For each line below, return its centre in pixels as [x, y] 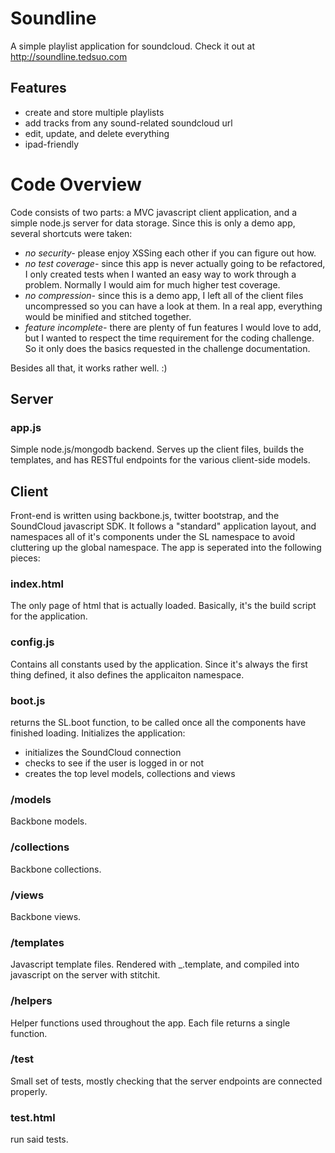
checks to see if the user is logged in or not [114, 763]
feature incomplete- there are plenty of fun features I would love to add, [173, 327]
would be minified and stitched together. [108, 316]
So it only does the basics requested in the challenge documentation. [167, 348]
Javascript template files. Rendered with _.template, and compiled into [155, 964]
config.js [32, 642]
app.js [26, 427]
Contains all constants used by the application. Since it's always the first [159, 664]
